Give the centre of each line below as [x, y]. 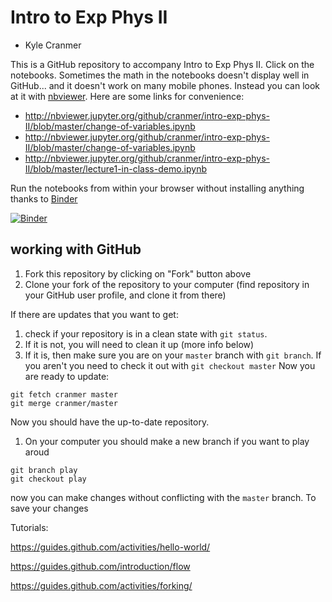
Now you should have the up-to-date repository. [110, 422]
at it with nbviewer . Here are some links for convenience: [127, 96]
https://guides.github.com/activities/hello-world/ [110, 547]
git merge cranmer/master [64, 403]
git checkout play [48, 479]
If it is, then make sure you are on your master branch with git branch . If [173, 355]
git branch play [44, 470]
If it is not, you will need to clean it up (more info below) [139, 344]
